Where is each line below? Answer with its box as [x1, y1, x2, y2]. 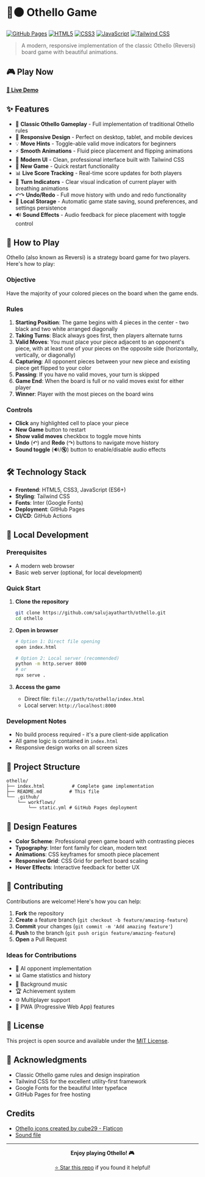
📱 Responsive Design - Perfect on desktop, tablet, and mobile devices [15, 133, 193, 140]
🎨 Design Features [6, 821, 77, 831]
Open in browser [15, 626, 59, 634]
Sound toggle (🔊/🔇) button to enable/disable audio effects [15, 446, 166, 453]
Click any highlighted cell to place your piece [15, 420, 129, 427]
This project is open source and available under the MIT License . [6, 1037, 170, 1044]
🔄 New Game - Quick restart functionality [15, 162, 120, 170]
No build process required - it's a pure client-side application [15, 731, 169, 738]
